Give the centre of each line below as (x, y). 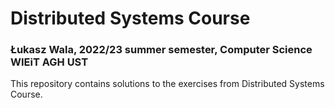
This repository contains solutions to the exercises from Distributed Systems (167, 84)
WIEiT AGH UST (49, 62)
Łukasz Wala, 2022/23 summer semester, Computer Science (161, 50)
